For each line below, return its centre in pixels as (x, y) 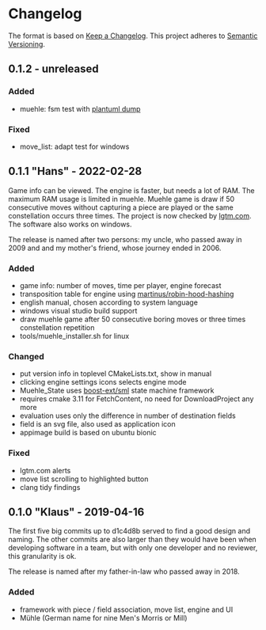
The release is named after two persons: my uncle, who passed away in (125, 239)
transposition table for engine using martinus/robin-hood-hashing (127, 294)
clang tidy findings (50, 487)
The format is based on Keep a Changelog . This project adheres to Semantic (133, 36)
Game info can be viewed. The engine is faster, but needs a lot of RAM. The (131, 190)
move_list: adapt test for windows (74, 146)
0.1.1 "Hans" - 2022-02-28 (75, 171)
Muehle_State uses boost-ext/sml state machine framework (117, 391)
